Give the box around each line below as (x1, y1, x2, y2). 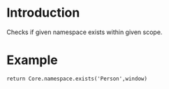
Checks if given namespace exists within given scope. (6, 28, 163, 36)
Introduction (6, 5, 80, 21)
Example (6, 52, 58, 68)
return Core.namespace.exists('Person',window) (6, 75, 148, 82)
